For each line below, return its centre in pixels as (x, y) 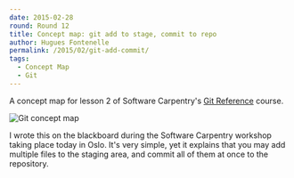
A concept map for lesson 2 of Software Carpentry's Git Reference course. (147, 101)
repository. (29, 163)
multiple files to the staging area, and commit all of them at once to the (139, 154)
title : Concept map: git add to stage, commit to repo (113, 34)
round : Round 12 (39, 26)
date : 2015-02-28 (41, 17)
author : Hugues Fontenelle (59, 42)
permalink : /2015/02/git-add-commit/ (79, 51)
